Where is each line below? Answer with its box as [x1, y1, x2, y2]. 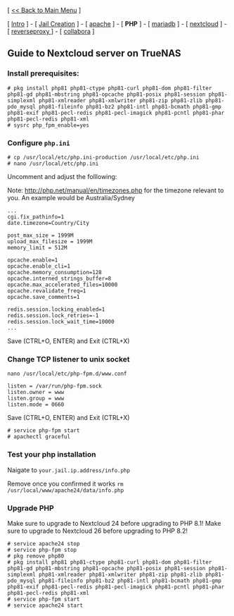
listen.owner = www [7, 389, 65, 396]
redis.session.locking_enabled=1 [7, 306, 105, 313]
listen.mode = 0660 [7, 401, 65, 408]
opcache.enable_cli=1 [7, 262, 71, 270]
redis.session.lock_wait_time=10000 [7, 318, 115, 325]
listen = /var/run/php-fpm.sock [7, 383, 102, 390]
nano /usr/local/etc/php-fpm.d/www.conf [7, 370, 128, 378]
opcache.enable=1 [7, 257, 58, 264]
